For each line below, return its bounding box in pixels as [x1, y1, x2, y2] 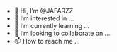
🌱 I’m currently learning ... [13, 22, 90, 30]
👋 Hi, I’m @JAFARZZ [13, 7, 74, 15]
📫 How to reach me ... [13, 37, 80, 45]
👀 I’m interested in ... [13, 14, 74, 22]
